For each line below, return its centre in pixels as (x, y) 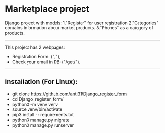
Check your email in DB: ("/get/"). (46, 62)
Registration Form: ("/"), (36, 56)
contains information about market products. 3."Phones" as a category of (79, 27)
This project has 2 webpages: (35, 47)
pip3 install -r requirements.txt (43, 114)
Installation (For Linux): (41, 82)
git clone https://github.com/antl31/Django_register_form (69, 94)
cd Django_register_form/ (38, 99)
